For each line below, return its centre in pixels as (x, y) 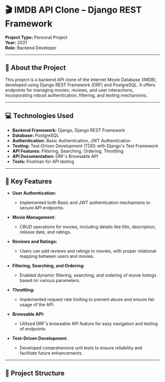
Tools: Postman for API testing (43, 161)
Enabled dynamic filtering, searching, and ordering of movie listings (88, 275)
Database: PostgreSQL (36, 135)
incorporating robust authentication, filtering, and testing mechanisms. (76, 95)
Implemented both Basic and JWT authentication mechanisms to (85, 203)
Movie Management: (34, 217)
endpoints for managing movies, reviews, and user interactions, (69, 90)
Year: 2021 (16, 42)
